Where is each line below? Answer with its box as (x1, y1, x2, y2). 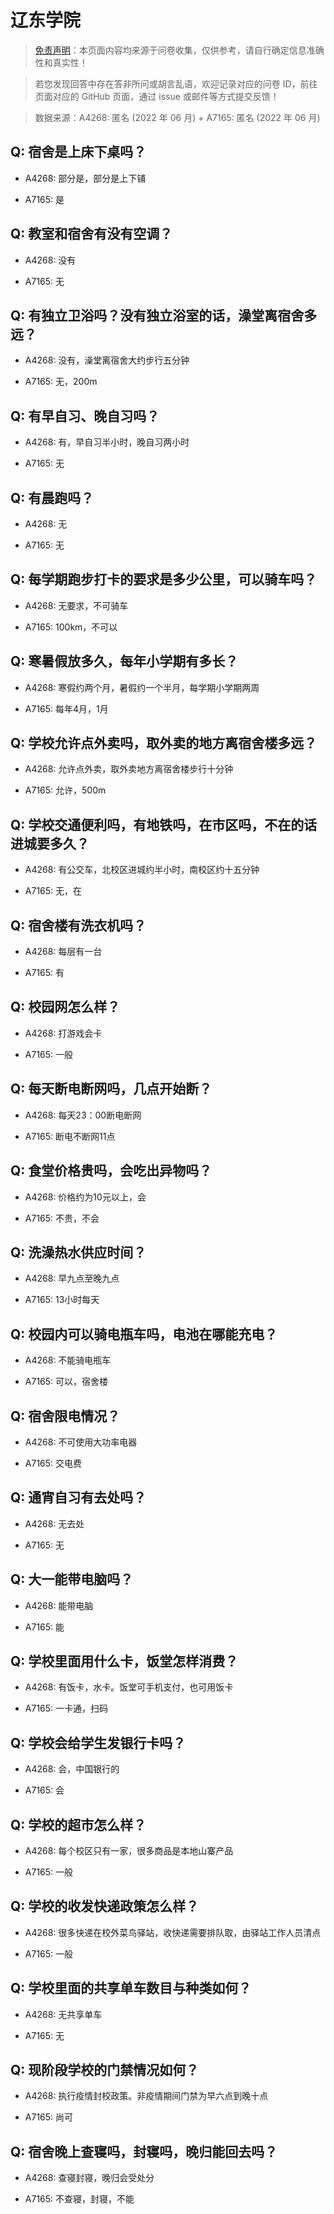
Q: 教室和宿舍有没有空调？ (10, 226, 173, 243)
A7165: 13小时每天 (24, 1294, 100, 1306)
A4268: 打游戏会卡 (24, 1027, 103, 1039)
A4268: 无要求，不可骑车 (24, 599, 129, 611)
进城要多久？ (10, 835, 90, 852)
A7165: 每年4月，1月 (24, 702, 109, 715)
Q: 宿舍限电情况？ (10, 1407, 121, 1425)
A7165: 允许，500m (24, 784, 107, 796)
